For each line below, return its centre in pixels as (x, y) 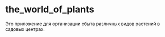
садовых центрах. (25, 29)
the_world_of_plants (50, 10)
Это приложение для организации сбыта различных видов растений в (83, 24)
